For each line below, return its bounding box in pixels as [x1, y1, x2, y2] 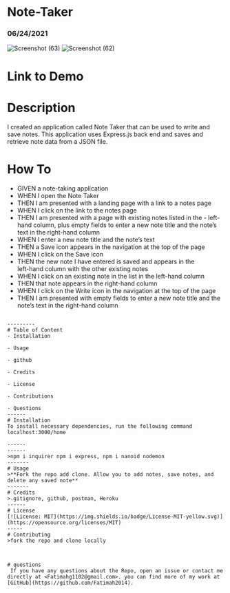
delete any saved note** [7, 477, 79, 484]
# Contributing [7, 531, 51, 538]
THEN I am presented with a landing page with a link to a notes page [17, 199, 212, 207]
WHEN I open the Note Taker [17, 191, 100, 200]
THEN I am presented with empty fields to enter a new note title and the [17, 294, 221, 302]
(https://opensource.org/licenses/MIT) [7, 519, 122, 526]
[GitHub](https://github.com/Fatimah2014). [7, 579, 134, 586]
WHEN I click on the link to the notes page [17, 206, 137, 214]
